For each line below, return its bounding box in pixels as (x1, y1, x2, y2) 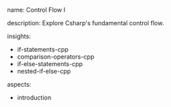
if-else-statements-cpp (16, 60, 83, 67)
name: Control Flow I (7, 6, 66, 14)
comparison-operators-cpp (16, 52, 94, 61)
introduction (16, 93, 51, 102)
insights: (7, 32, 31, 40)
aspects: (7, 80, 31, 88)
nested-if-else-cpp (16, 67, 71, 75)
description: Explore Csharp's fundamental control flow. (7, 19, 164, 27)
